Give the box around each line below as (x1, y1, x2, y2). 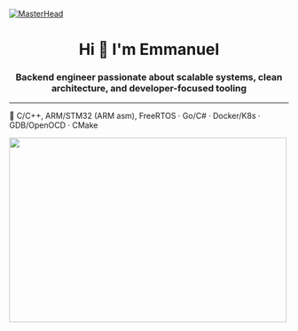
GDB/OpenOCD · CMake (9, 120, 98, 130)
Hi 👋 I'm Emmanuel (78, 40, 220, 59)
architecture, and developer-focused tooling (51, 83, 247, 95)
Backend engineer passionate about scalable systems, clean (15, 71, 283, 83)
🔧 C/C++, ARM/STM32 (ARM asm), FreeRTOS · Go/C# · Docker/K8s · (9, 111, 261, 122)
